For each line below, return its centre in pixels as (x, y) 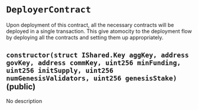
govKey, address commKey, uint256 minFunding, (94, 63)
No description (24, 101)
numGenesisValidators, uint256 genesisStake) (92, 79)
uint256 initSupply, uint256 (60, 71)
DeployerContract (49, 10)
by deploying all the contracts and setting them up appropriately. (85, 37)
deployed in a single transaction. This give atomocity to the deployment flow (99, 31)
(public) (21, 87)
